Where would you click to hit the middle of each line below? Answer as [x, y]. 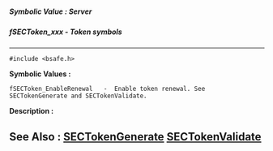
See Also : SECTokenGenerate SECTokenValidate [135, 137]
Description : [32, 111]
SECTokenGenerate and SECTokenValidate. [79, 96]
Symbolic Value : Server [51, 11]
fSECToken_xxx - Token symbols [66, 32]
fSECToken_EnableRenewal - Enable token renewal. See [107, 89]
